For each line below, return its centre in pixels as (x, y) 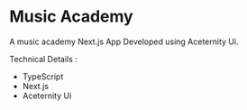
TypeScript (43, 76)
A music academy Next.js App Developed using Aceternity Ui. (124, 41)
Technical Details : (44, 59)
